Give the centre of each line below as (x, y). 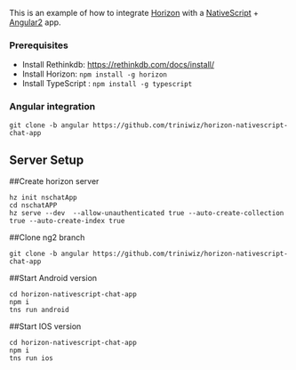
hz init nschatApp (43, 198)
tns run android (39, 310)
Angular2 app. (35, 22)
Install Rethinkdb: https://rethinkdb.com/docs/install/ (118, 65)
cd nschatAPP (33, 205)
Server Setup (47, 160)
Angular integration (52, 107)
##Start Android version (53, 278)
